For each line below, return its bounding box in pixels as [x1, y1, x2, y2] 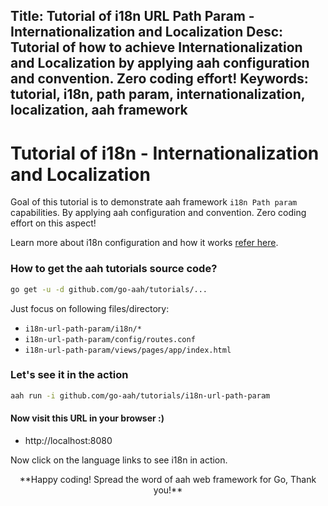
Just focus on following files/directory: [10, 302, 170, 314]
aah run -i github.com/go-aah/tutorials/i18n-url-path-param [10, 390, 271, 401]
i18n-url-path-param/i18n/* [24, 324, 142, 334]
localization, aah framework [10, 102, 188, 119]
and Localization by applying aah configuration [10, 55, 310, 72]
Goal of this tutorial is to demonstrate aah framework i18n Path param [10, 196, 298, 208]
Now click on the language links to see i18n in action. [10, 454, 228, 466]
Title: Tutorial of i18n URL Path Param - [10, 8, 255, 25]
